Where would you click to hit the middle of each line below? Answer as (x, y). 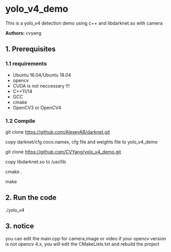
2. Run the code (31, 198)
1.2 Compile (20, 121)
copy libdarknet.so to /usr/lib (36, 161)
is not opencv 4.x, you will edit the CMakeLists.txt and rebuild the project (82, 244)
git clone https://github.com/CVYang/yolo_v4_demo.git (63, 152)
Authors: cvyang (23, 33)
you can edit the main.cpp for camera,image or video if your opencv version (86, 238)
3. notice (20, 226)
